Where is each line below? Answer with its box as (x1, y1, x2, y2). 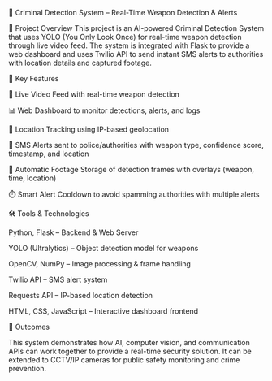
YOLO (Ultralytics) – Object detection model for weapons (8, 244, 199, 253)
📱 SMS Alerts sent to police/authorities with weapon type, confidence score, (8, 141, 264, 149)
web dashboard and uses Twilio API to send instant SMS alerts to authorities (8, 50, 264, 58)
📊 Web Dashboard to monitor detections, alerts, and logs (8, 106, 201, 115)
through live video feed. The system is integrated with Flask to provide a (8, 41, 250, 50)
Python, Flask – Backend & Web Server (8, 227, 139, 237)
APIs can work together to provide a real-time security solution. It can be (8, 346, 252, 356)
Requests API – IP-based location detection (8, 291, 153, 300)
